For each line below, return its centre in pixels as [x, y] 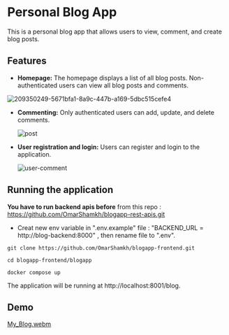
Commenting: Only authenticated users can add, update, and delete [116, 112]
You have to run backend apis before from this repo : [84, 206]
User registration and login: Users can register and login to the [109, 147]
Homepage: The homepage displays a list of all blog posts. [102, 78]
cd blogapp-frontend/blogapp [50, 260]
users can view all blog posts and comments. [124, 85]
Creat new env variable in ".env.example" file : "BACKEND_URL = [110, 227]
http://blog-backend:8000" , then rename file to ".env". [96, 235]
